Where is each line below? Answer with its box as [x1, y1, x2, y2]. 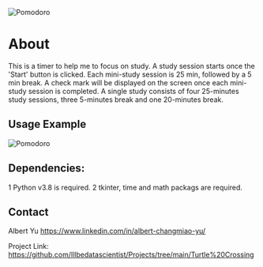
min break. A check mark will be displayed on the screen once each [8, 77, 229, 87]
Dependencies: [8, 162, 85, 175]
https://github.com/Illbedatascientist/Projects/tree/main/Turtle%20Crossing [8, 250, 254, 260]
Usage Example [8, 118, 87, 131]
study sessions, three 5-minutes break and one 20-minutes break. [8, 95, 224, 104]
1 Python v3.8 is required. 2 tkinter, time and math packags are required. [8, 182, 243, 192]
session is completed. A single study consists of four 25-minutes [28, 86, 239, 96]
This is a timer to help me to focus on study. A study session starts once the [8, 61, 255, 70]
